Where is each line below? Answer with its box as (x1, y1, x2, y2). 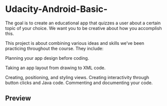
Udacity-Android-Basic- (5, 3, 108, 15)
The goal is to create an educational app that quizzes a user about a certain (5, 20, 161, 26)
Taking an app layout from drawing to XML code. (5, 65, 106, 71)
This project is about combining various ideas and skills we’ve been (5, 40, 144, 46)
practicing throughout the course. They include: (5, 45, 104, 51)
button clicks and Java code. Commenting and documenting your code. (5, 80, 153, 86)
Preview (5, 94, 31, 103)
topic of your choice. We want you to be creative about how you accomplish (5, 25, 162, 31)
